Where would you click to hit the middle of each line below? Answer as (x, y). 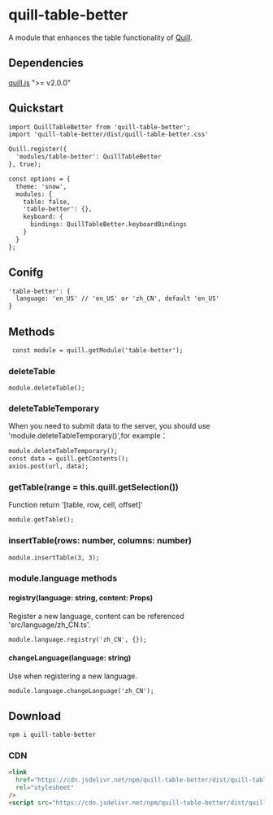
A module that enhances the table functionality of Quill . (101, 37)
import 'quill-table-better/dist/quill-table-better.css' (108, 135)
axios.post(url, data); (49, 466)
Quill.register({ (38, 149)
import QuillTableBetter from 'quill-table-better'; (100, 127)
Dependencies (46, 63)
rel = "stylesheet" (45, 788)
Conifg (26, 273)
